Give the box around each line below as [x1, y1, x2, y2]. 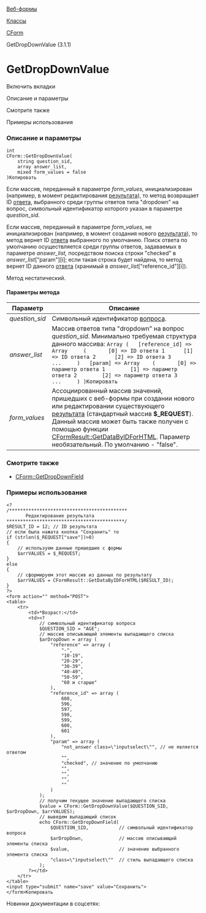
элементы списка [6, 841, 48, 847]
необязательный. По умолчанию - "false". [51, 441, 178, 449]
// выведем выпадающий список [39, 814, 116, 820]
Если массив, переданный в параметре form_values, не [6, 224, 152, 231]
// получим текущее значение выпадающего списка [39, 798, 166, 804]
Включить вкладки [6, 82, 56, 90]
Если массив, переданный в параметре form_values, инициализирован [6, 186, 193, 193]
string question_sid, [17, 159, 72, 165]
